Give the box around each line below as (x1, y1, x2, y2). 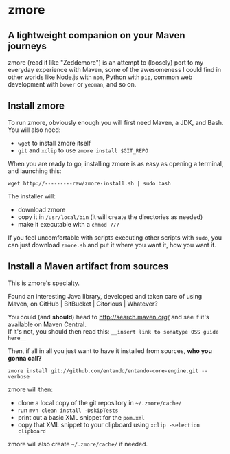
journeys (8, 40, 47, 52)
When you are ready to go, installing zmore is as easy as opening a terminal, (8, 159, 224, 168)
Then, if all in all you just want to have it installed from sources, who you (8, 346, 212, 355)
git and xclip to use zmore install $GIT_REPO (17, 146, 148, 155)
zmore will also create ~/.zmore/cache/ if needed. (8, 440, 148, 448)
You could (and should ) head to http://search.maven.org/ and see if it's (8, 313, 210, 321)
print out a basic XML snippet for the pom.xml (17, 413, 145, 421)
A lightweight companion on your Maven (8, 30, 185, 41)
